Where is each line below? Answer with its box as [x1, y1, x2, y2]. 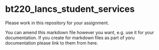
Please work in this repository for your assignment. [5, 20, 109, 26]
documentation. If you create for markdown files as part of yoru [5, 35, 135, 41]
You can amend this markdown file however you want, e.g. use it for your [5, 29, 155, 35]
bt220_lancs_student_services [5, 3, 135, 15]
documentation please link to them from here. [5, 40, 98, 46]
